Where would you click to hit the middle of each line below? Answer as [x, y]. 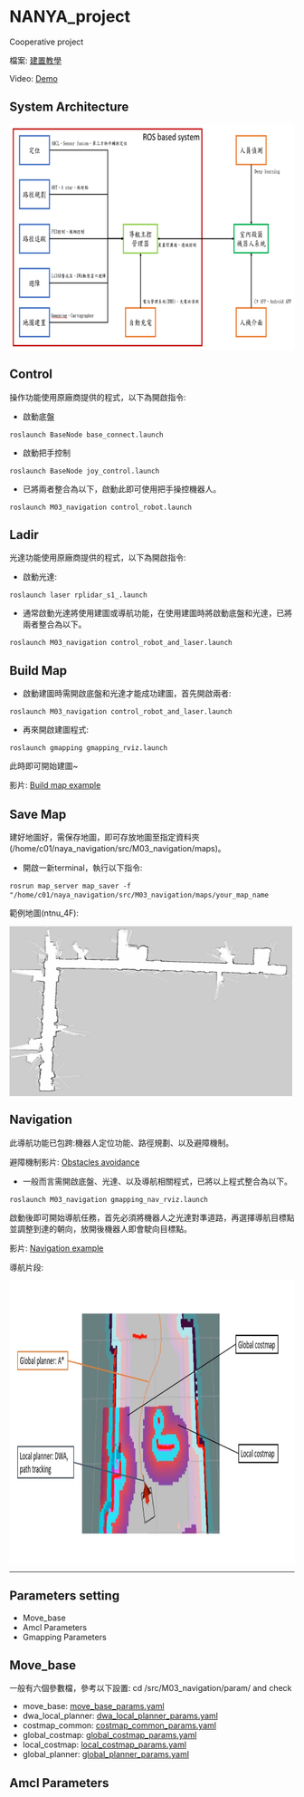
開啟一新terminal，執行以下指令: [82, 868]
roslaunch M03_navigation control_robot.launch [101, 507]
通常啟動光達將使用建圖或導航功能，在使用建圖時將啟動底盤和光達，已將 [157, 613]
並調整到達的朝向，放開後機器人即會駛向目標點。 [100, 1228]
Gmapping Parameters [64, 1637]
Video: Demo [34, 78]
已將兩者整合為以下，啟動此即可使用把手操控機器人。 [122, 489]
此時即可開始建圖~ [44, 766]
